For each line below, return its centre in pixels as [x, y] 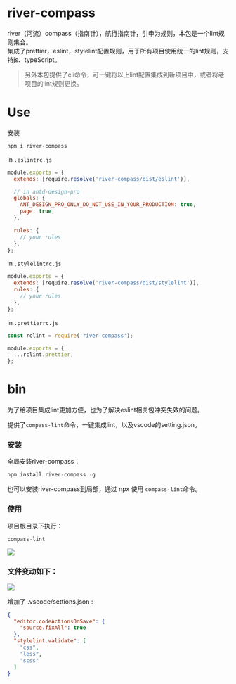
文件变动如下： [33, 571]
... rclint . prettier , [44, 355]
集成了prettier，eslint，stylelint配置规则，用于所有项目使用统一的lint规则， [115, 51]
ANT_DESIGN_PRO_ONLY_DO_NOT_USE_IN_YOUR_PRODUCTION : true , [108, 205]
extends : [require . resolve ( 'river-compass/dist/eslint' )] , [102, 179]
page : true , [37, 211]
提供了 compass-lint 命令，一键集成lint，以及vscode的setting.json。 [104, 425]
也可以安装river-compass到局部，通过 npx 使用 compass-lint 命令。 [104, 489]
